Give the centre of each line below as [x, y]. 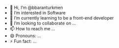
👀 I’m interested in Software [38, 13]
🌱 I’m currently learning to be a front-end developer [62, 18]
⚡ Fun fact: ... [23, 41]
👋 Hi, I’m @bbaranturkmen [36, 8]
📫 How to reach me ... [32, 29]
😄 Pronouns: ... [25, 36]
